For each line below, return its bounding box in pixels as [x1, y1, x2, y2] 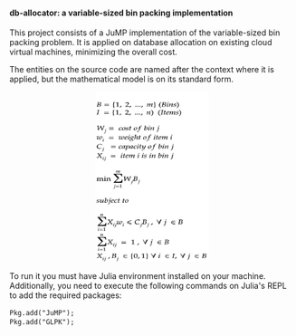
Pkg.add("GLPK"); [9, 318, 75, 327]
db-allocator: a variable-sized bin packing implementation [9, 7, 234, 18]
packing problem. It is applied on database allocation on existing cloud [9, 37, 272, 48]
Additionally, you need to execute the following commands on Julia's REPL [9, 281, 287, 292]
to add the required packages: [9, 290, 122, 301]
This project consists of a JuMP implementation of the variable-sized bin [9, 27, 281, 38]
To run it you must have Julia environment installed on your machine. [9, 271, 266, 282]
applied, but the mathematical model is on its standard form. [9, 73, 234, 85]
